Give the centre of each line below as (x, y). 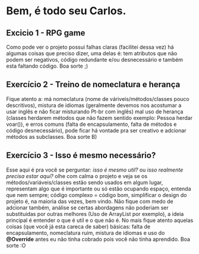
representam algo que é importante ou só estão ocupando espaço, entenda (99, 189)
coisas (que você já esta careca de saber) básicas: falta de (78, 226)
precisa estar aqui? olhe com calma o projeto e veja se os (77, 176)
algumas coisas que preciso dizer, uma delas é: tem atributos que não (92, 53)
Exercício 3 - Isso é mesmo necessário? (81, 155)
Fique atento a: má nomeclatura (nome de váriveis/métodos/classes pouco (98, 99)
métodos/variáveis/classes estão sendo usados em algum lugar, (85, 182)
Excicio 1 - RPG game (46, 33)
